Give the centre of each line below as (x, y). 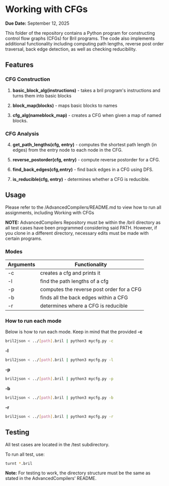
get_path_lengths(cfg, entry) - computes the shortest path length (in (84, 144)
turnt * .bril (19, 463)
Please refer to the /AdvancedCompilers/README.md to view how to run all (83, 207)
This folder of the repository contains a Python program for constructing (80, 33)
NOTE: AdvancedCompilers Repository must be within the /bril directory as (83, 222)
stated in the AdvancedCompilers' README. (51, 478)
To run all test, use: (25, 454)
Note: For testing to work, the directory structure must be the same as (78, 473)
